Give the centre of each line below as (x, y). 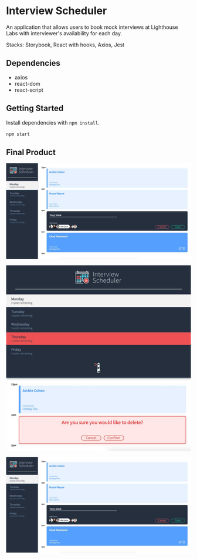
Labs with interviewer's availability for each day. (64, 33)
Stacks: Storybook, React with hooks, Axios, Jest (65, 45)
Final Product (31, 152)
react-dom (27, 83)
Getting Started (35, 108)
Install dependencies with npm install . (53, 122)
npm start (18, 134)
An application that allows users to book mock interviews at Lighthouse (92, 27)
